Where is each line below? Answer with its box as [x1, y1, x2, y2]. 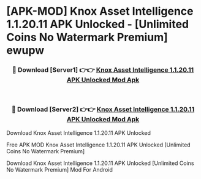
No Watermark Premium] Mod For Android [6, 166, 113, 173]
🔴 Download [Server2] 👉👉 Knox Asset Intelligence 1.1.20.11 [11, 105, 195, 114]
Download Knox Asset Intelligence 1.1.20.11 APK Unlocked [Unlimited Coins [6, 159, 194, 167]
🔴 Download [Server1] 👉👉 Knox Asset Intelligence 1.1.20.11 [12, 66, 194, 74]
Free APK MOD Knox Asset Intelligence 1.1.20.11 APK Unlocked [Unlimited [6, 141, 191, 148]
